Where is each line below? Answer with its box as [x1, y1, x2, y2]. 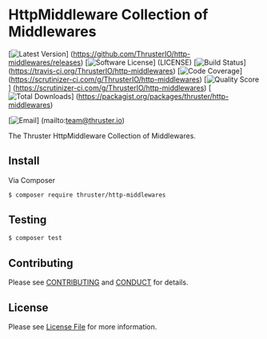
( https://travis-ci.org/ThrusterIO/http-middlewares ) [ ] [8, 66, 243, 75]
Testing [8, 213, 47, 227]
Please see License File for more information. [8, 321, 157, 331]
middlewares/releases [8, 58, 82, 67]
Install [8, 154, 40, 168]
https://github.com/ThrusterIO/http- [73, 49, 191, 58]
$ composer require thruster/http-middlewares [8, 190, 166, 199]
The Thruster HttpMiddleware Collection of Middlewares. [8, 130, 196, 141]
